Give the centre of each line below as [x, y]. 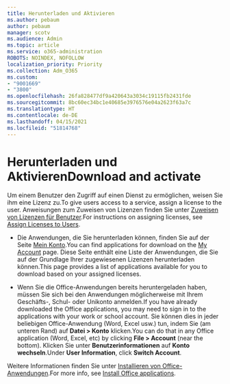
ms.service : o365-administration [55, 52]
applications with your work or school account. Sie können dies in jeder [118, 316]
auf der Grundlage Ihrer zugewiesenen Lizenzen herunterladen [106, 259]
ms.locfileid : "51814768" [44, 128]
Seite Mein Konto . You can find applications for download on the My [112, 245]
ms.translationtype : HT [41, 109]
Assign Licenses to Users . [44, 225]
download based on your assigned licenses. [79, 274]
